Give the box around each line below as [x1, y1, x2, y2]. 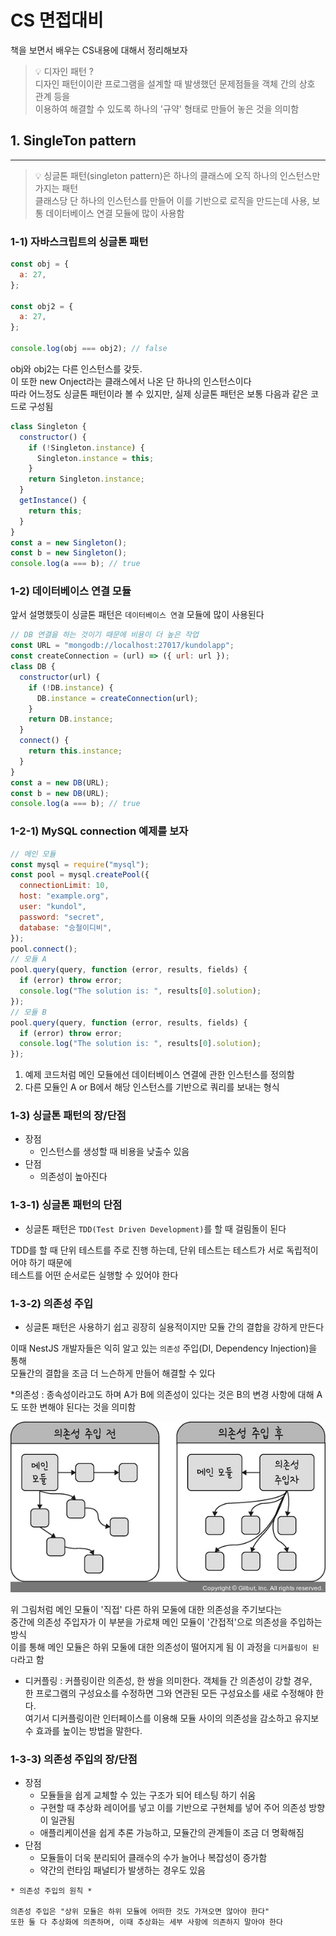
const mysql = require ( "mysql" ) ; [10, 859, 150, 870]
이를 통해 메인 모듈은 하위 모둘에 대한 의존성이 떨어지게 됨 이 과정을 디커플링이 [10, 1641, 308, 1653]
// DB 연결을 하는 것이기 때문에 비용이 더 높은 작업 [10, 630, 199, 640]
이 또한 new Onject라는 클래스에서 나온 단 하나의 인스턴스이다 [10, 375, 252, 387]
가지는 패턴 [34, 182, 79, 194]
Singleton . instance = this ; [36, 453, 155, 463]
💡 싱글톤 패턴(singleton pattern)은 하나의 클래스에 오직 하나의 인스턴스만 [34, 169, 321, 181]
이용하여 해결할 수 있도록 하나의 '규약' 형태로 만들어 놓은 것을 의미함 [34, 102, 300, 115]
